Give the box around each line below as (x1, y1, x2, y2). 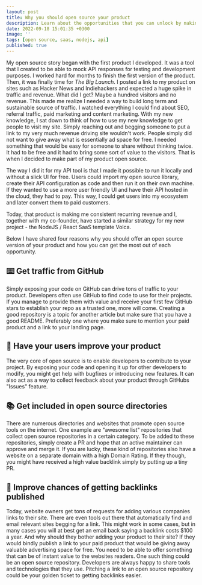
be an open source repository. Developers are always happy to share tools (6, 559, 191, 566)
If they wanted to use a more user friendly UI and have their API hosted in (6, 186, 188, 193)
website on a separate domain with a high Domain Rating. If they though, (6, 452, 186, 459)
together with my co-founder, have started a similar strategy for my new (6, 217, 185, 224)
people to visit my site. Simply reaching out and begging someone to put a (6, 123, 191, 130)
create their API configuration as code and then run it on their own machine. (6, 179, 194, 187)
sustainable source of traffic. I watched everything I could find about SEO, (6, 104, 189, 111)
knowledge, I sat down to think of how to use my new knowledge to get (6, 116, 183, 124)
